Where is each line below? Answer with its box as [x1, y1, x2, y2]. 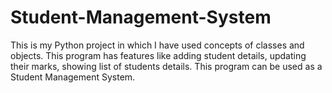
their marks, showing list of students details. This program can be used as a [10, 60, 323, 72]
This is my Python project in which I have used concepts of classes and [10, 39, 305, 51]
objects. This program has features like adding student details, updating [10, 49, 307, 61]
